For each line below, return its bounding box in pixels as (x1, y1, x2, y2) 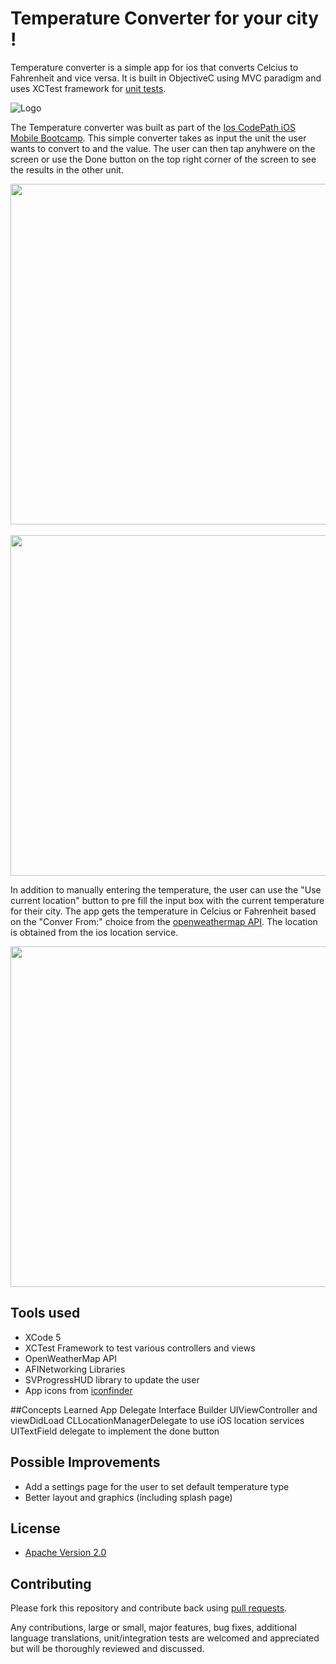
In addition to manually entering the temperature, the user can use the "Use (10, 883, 322, 896)
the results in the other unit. (10, 163, 124, 176)
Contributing (10, 1575, 92, 1592)
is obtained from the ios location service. (10, 926, 179, 938)
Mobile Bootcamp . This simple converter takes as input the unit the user (10, 132, 307, 144)
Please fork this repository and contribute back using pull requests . (10, 1602, 288, 1614)
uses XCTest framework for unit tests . (10, 82, 167, 94)
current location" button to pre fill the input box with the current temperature (10, 894, 325, 906)
